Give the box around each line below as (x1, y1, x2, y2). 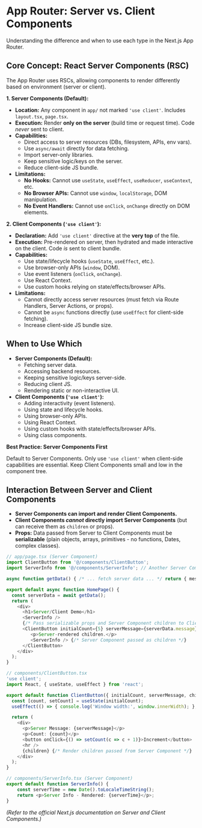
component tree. (6, 467, 47, 474)
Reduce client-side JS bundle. (23, 164, 99, 171)
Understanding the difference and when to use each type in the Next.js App (6, 37, 194, 44)
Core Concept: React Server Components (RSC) (6, 61, 189, 71)
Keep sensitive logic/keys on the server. (23, 158, 123, 165)
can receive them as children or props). (14, 523, 114, 530)
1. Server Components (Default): (6, 94, 89, 102)
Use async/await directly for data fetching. (23, 144, 129, 152)
